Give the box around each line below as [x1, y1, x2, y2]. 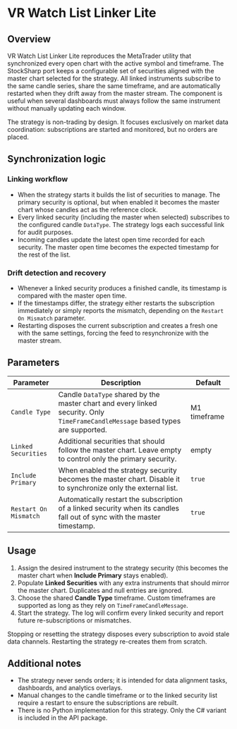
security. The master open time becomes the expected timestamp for [17, 243, 219, 251]
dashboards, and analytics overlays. [17, 684, 123, 692]
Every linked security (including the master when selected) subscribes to [17, 213, 230, 221]
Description [101, 377, 141, 387]
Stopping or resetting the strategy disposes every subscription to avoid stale [7, 630, 230, 638]
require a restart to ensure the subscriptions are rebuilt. [17, 699, 178, 707]
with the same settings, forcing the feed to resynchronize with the [17, 329, 209, 337]
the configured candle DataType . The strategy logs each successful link [17, 220, 224, 228]
